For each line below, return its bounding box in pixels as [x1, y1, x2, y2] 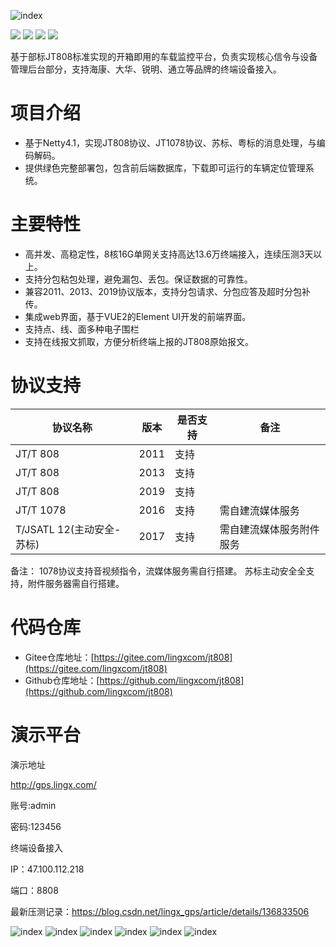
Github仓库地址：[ [24, 674, 100, 686]
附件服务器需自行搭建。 [27, 577, 125, 589]
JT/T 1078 [15, 503, 67, 517]
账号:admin [10, 799, 57, 811]
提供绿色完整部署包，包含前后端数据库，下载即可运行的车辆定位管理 [24, 161, 306, 174]
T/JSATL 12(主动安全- [15, 522, 122, 536]
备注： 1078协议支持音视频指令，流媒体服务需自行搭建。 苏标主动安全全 [10, 565, 307, 577]
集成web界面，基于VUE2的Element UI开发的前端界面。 [24, 310, 252, 322]
